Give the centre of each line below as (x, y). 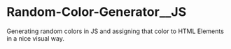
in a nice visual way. (35, 38)
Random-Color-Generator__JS (97, 12)
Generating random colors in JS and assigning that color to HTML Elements (115, 31)
